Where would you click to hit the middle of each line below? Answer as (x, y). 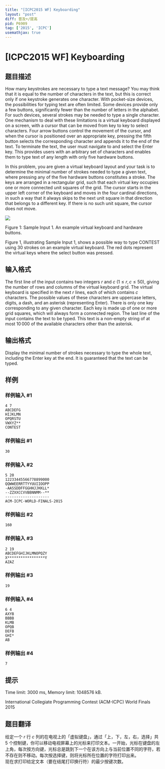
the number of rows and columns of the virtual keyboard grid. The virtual (79, 287)
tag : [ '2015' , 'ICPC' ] (28, 28)
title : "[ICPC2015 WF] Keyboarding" (43, 10)
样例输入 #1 (18, 395)
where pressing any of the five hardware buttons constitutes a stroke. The (80, 177)
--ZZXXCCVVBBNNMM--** (27, 492)
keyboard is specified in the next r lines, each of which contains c (72, 292)
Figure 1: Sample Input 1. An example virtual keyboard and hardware (74, 227)
